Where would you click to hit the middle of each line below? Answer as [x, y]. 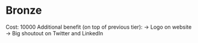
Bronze [24, 10]
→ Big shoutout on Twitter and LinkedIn [54, 33]
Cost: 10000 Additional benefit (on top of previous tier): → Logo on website [99, 27]
